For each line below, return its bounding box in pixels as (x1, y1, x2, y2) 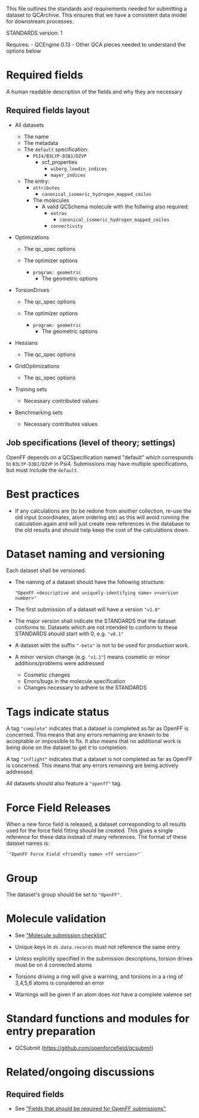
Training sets (14, 386, 47, 393)
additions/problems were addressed (14, 660, 105, 667)
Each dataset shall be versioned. (6, 567, 87, 574)
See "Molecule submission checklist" (14, 932, 106, 939)
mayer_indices (50, 172, 86, 178)
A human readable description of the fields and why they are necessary (6, 88, 182, 95)
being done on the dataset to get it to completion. (6, 744, 128, 751)
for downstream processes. (6, 18, 74, 25)
